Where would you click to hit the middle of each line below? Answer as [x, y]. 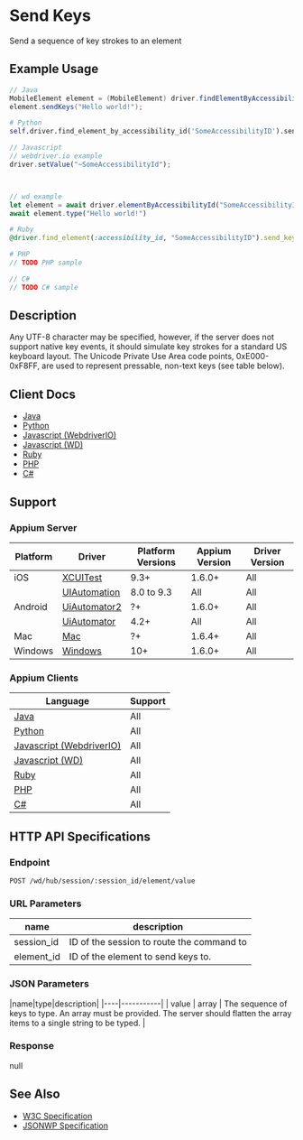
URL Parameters [46, 904]
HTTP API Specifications [80, 836]
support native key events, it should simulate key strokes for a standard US [148, 347]
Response [32, 1046]
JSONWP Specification [65, 1126]
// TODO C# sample [44, 287]
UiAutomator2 [92, 607]
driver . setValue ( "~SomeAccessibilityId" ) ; [90, 164]
